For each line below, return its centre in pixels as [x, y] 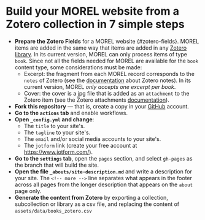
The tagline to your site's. [57, 132]
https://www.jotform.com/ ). [58, 152]
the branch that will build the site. [57, 165]
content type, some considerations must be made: [78, 67]
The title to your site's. [54, 126]
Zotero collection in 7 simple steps [95, 24]
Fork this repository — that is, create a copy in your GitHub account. [102, 106]
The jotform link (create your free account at [80, 145]
